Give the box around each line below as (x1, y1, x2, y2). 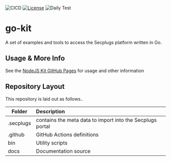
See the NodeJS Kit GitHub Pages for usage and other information (5, 68, 144, 74)
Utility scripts (36, 139, 68, 146)
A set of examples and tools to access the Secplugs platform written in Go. (5, 39, 162, 45)
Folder (11, 108, 27, 115)
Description (36, 108, 65, 115)
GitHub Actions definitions (36, 131, 99, 138)
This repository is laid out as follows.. (5, 95, 83, 102)
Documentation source (36, 147, 91, 154)
